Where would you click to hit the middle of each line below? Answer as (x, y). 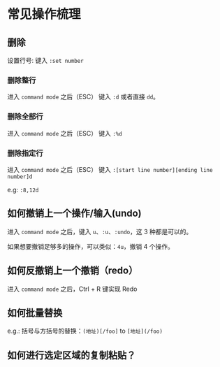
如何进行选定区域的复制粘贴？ (72, 355)
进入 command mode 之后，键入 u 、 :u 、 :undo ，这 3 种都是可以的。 (100, 231)
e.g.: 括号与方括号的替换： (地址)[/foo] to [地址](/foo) (85, 331)
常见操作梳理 (44, 14)
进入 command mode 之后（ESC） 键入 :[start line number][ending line (110, 169)
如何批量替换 (35, 313)
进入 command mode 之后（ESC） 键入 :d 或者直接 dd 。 (83, 97)
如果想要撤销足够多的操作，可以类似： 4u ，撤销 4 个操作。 (91, 246)
